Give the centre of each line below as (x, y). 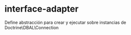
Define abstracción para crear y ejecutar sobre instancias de (65, 22)
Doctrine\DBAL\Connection (32, 27)
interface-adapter (42, 9)
